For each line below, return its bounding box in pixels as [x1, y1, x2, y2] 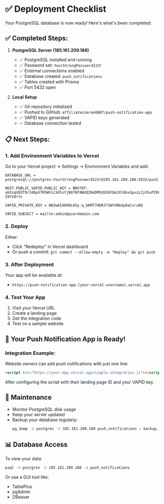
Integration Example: [5, 350, 56, 356]
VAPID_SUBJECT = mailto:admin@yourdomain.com [5, 212, 99, 217]
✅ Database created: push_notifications [19, 73, 102, 79]
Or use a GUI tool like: [5, 474, 49, 480]
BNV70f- [72, 186, 89, 191]
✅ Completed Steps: [5, 34, 68, 43]
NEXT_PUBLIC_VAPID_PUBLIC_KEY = [5, 186, 71, 191]
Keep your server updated [12, 411, 65, 417]
